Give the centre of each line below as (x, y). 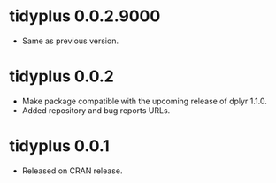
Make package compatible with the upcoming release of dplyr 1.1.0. (144, 101)
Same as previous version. (70, 41)
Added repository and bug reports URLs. (96, 110)
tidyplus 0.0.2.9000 (85, 16)
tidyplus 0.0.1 (60, 146)
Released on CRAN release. (72, 171)
